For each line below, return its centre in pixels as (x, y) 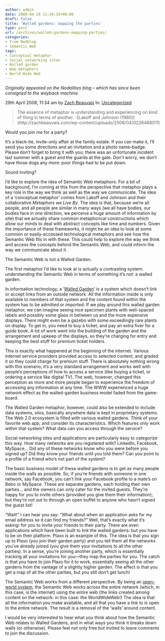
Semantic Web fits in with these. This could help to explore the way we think (82, 239)
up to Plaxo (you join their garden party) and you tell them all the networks (81, 540)
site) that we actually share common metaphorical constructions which (77, 218)
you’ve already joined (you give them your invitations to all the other (74, 546)
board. (12, 398)
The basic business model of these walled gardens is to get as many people (82, 468)
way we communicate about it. (36, 250)
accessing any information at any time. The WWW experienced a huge (77, 387)
